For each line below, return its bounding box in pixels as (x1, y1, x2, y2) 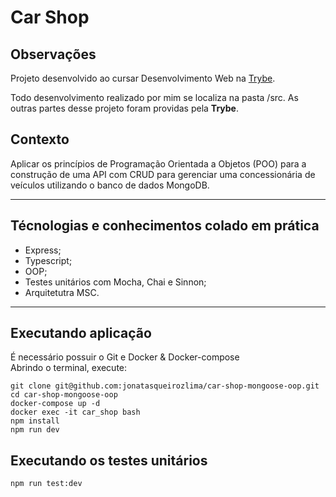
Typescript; (24, 254, 73, 266)
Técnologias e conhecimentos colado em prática (10, 217, 320, 235)
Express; (24, 244, 62, 256)
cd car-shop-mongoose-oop (10, 390, 118, 400)
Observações (10, 46, 97, 63)
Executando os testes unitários (10, 452, 208, 469)
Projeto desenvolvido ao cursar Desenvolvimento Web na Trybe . (10, 72, 276, 84)
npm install (10, 416, 60, 426)
